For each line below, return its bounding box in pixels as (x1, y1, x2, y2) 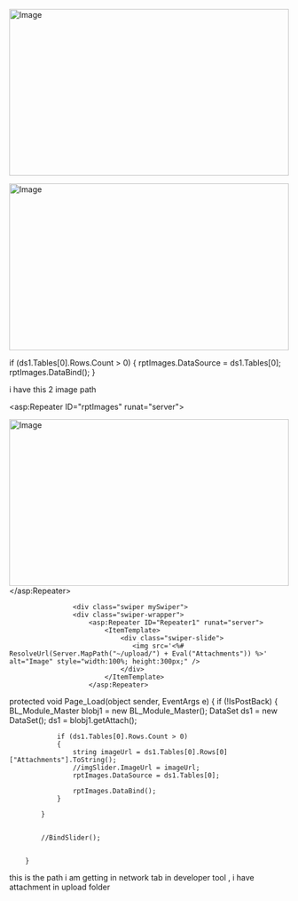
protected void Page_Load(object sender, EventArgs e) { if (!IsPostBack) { (9, 696, 278, 706)
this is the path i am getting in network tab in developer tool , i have (9, 873, 255, 882)
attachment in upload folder (9, 881, 111, 892)
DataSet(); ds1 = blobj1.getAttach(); (9, 715, 137, 725)
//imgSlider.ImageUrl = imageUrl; (72, 763, 200, 772)
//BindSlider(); (41, 833, 101, 842)
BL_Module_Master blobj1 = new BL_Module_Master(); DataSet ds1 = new (9, 705, 278, 716)
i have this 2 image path (9, 384, 97, 395)
